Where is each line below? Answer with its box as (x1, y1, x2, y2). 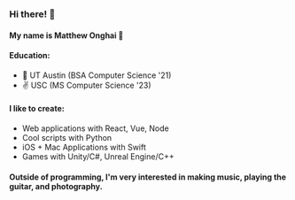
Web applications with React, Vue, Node (21, 123, 170, 134)
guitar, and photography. (9, 181, 104, 191)
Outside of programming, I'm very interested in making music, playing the (9, 172, 286, 182)
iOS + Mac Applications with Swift (21, 142, 146, 152)
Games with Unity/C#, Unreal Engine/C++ (21, 150, 175, 162)
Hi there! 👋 (9, 8, 56, 20)
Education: (9, 50, 50, 61)
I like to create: (9, 104, 65, 114)
